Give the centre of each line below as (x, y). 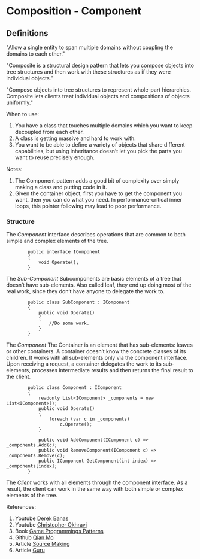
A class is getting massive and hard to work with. (75, 138)
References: (21, 507)
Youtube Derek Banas (42, 518)
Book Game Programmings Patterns (59, 531)
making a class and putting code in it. (61, 187)
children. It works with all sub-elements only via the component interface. (97, 358)
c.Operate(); (76, 424)
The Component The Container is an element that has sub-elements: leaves (100, 345)
